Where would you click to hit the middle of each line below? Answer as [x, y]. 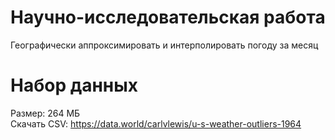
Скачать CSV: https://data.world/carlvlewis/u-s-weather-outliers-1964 [156, 123]
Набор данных [74, 85]
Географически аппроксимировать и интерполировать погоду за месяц [164, 45]
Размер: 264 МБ [45, 113]
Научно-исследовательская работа [168, 17]
